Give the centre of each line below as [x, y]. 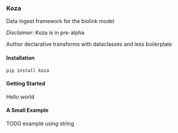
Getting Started [26, 84]
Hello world [20, 97]
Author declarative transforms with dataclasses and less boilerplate [89, 44]
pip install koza [28, 70]
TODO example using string [40, 123]
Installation [20, 58]
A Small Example [27, 110]
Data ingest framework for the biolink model [60, 21]
